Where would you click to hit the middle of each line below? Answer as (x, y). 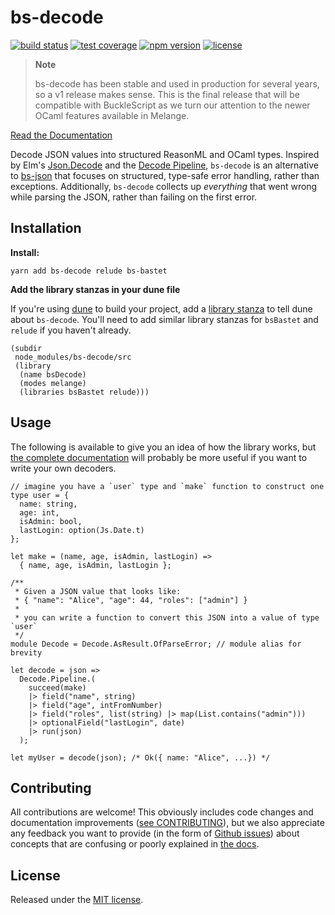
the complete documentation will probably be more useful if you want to (159, 457)
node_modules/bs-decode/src (73, 357)
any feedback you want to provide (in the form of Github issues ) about (155, 833)
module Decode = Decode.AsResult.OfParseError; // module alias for (156, 644)
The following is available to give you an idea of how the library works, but (163, 447)
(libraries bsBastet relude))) (84, 392)
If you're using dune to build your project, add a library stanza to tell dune (161, 308)
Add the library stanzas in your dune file (95, 289)
